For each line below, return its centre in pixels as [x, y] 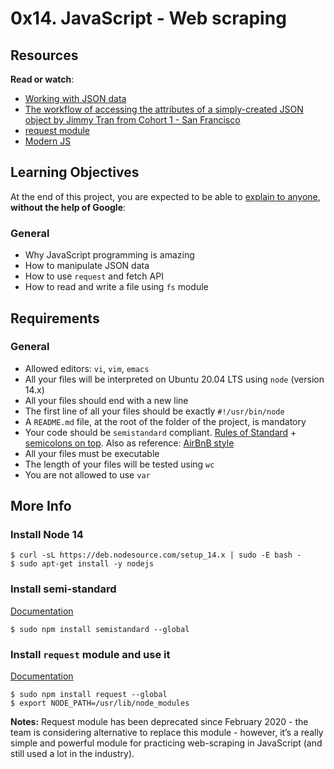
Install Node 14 [47, 535]
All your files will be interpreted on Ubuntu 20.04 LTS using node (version [174, 379]
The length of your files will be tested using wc [119, 464]
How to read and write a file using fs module [116, 287]
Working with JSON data [75, 98]
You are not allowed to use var [87, 474]
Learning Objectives [75, 172]
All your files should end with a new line [106, 400]
